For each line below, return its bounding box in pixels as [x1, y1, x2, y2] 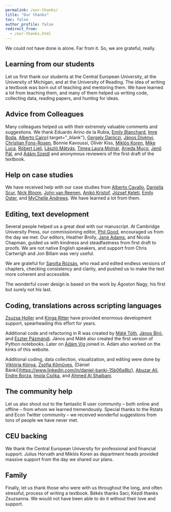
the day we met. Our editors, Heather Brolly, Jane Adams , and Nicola [5, 234, 150, 240]
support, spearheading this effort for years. [5, 320, 96, 326]
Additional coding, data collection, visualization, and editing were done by [5, 356, 161, 363]
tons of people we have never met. [5, 417, 79, 423]
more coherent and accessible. [5, 271, 70, 277]
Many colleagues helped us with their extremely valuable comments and [5, 123, 158, 130]
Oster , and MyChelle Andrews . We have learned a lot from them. [5, 195, 141, 201]
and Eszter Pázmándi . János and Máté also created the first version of [5, 336, 153, 342]
